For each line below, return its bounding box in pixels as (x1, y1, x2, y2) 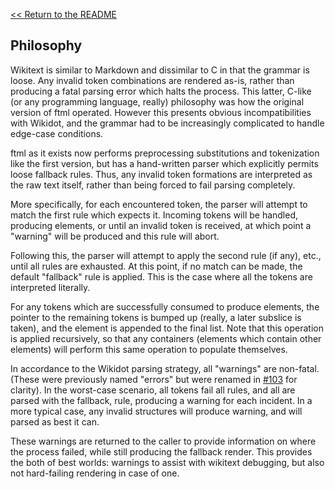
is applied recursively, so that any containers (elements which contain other (10, 332, 322, 344)
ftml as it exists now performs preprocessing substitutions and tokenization (10, 147, 320, 159)
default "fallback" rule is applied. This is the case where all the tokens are (10, 270, 313, 283)
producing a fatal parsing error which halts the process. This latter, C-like (10, 85, 312, 97)
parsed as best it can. (10, 415, 100, 428)
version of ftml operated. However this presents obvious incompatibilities (10, 106, 312, 118)
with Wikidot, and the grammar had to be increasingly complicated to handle (10, 117, 325, 129)
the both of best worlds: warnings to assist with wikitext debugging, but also (10, 456, 325, 468)
